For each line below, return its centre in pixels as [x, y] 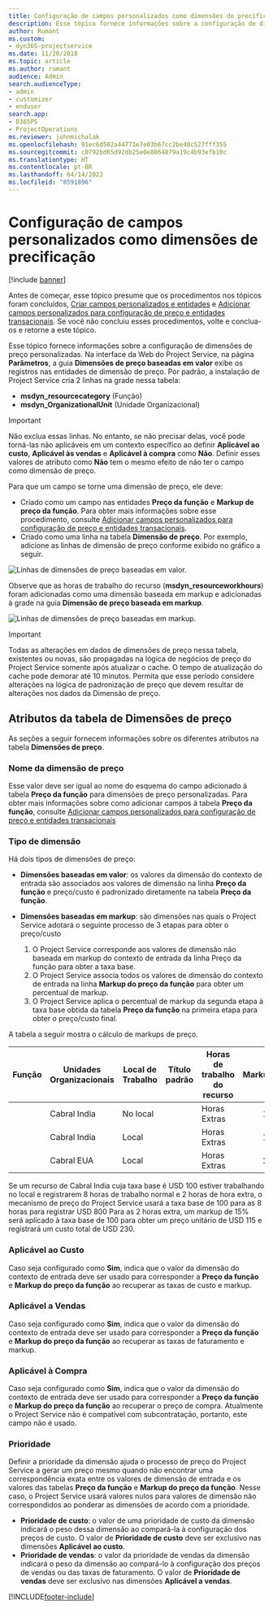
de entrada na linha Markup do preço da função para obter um [138, 984]
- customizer [30, 99]
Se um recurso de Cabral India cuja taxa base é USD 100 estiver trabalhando [136, 1186]
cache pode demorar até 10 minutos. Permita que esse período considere [131, 676]
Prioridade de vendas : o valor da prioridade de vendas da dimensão [135, 1555]
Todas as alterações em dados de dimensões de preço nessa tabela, [123, 650]
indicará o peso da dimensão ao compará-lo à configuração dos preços [140, 1564]
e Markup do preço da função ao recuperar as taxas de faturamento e [127, 1341]
